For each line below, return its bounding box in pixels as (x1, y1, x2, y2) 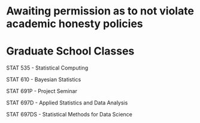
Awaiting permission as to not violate (6, 4, 195, 18)
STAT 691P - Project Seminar (6, 88, 78, 95)
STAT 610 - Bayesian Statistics (6, 76, 81, 83)
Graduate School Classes (6, 44, 135, 58)
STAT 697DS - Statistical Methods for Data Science (6, 111, 133, 118)
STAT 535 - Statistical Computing (6, 64, 89, 71)
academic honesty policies (6, 17, 144, 31)
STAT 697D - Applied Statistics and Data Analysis (6, 99, 128, 106)
